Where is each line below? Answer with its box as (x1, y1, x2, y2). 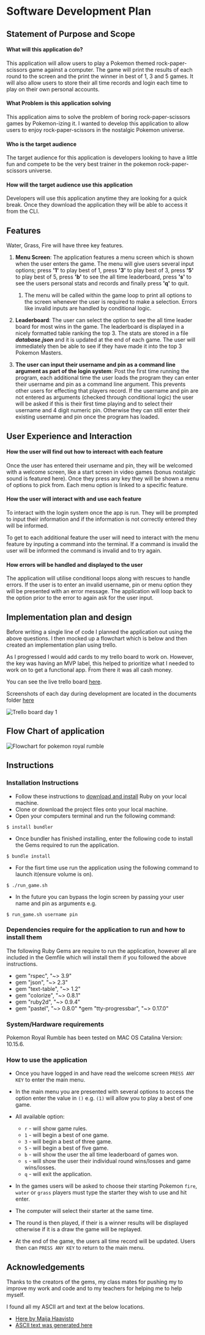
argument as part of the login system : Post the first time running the (15, 367, 190, 375)
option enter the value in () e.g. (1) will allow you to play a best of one (15, 1095, 193, 1102)
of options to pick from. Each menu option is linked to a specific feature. (6, 481, 188, 488)
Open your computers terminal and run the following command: (15, 812, 176, 820)
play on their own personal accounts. (6, 85, 100, 93)
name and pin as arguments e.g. (15, 899, 97, 907)
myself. (6, 1291, 25, 1299)
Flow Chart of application (6, 726, 105, 737)
